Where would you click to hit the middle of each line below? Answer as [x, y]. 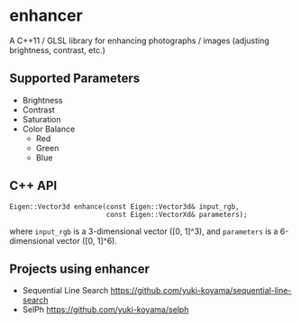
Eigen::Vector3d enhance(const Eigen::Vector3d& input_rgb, [125, 207]
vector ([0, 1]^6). [87, 240]
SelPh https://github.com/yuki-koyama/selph [105, 310]
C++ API [33, 186]
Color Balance [49, 129]
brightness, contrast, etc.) [58, 49]
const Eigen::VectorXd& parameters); [177, 214]
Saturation [41, 119]
